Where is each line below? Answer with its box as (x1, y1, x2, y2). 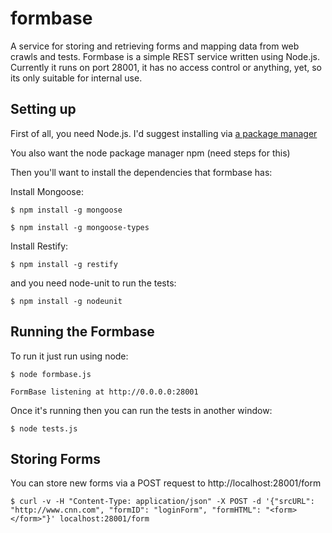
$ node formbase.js (10, 369, 92, 379)
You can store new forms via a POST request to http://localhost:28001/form (10, 477, 322, 489)
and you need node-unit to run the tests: (10, 277, 177, 289)
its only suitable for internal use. (10, 72, 143, 84)
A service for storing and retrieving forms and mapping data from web (10, 40, 300, 52)
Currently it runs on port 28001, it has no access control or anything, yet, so (10, 61, 322, 73)
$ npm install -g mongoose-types (10, 222, 150, 232)
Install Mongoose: (10, 185, 84, 197)
